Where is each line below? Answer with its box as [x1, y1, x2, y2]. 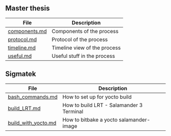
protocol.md [8, 36, 37, 43]
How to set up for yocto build [62, 93, 132, 100]
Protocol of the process [51, 36, 108, 43]
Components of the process [51, 27, 119, 35]
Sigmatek [5, 70, 37, 78]
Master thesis [5, 4, 50, 13]
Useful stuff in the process [51, 52, 116, 59]
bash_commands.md [8, 93, 58, 100]
